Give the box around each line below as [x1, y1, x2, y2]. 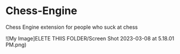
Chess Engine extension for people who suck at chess [5, 23, 138, 31]
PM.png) [5, 41, 27, 48]
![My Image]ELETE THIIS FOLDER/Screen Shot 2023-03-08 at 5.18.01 [5, 35, 175, 42]
